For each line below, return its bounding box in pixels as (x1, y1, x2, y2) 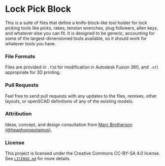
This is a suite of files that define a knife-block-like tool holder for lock (5, 20, 148, 26)
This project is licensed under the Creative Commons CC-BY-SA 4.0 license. (5, 150, 161, 156)
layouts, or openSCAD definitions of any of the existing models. (5, 98, 134, 104)
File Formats (5, 53, 35, 60)
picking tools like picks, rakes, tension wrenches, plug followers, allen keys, (5, 25, 159, 31)
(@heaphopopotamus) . (5, 127, 52, 133)
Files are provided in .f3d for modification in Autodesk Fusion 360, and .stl (5, 64, 159, 70)
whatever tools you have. (5, 40, 56, 46)
